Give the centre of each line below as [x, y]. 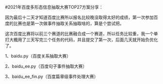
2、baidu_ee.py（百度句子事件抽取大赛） [46, 66]
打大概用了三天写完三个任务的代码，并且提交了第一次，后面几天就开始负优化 [81, 40]
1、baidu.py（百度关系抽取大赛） [38, 56]
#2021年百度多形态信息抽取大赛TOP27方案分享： [54, 7]
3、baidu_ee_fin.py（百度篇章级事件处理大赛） [52, 77]
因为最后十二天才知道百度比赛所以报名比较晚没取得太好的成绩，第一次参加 [79, 17]
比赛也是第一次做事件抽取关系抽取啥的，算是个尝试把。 [69, 23]
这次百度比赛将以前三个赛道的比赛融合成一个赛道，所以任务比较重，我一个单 [81, 34]
